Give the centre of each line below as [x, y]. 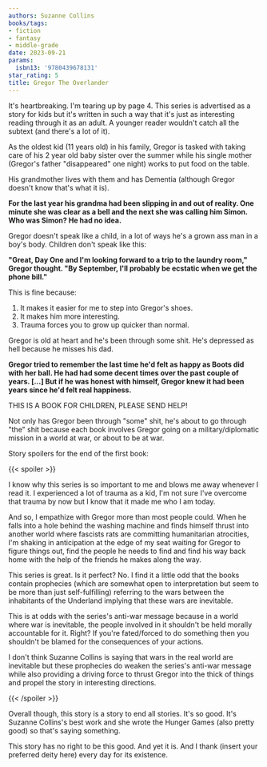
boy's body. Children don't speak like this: [77, 244]
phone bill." [28, 276]
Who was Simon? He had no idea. [65, 220]
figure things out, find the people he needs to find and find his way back [127, 551]
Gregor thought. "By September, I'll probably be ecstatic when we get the [133, 268]
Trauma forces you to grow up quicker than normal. [104, 324]
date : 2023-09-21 [37, 53]
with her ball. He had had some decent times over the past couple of [124, 372]
